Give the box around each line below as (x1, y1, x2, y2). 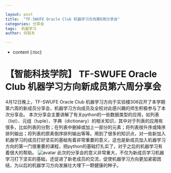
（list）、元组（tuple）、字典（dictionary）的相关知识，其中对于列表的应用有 (5, 118, 163, 124)
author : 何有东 (5, 31, 35, 36)
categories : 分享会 (5, 21, 44, 26)
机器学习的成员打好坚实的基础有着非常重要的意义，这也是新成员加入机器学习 (5, 137, 166, 143)
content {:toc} (12, 49, 42, 55)
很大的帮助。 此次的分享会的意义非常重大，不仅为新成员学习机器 (9, 150, 164, 156)
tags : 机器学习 (5, 26, 37, 31)
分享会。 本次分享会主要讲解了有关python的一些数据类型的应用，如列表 (9, 112, 159, 118)
